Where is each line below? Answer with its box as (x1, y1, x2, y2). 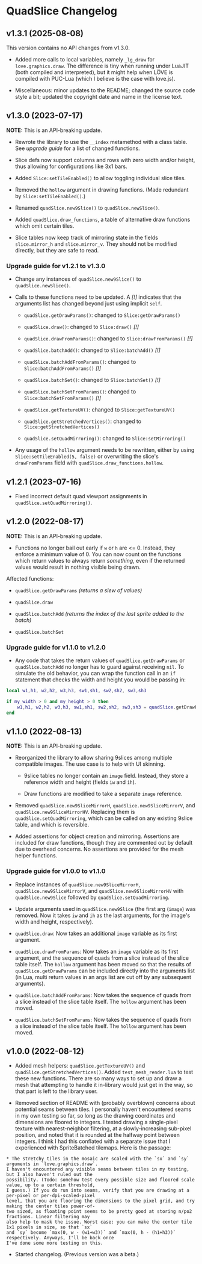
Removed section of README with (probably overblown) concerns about (14, 1100, 195, 1107)
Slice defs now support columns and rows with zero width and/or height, (14, 156, 195, 163)
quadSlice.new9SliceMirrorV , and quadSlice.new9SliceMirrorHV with (14, 887, 184, 894)
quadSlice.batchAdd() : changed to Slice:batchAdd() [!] (23, 346, 161, 354)
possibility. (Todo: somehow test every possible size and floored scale (6, 1177, 195, 1183)
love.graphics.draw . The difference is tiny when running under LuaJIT (14, 62, 189, 69)
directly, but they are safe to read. (14, 246, 99, 254)
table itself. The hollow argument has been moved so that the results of (14, 960, 191, 968)
